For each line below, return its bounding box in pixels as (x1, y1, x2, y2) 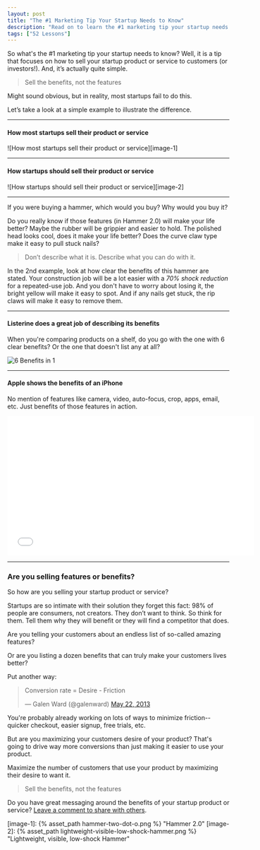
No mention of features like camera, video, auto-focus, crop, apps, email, (7, 395, 220, 403)
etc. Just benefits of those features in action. (7, 402, 137, 411)
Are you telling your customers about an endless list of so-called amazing (7, 630, 221, 639)
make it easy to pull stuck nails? (7, 239, 100, 247)
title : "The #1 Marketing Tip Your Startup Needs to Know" (7, 17, 185, 24)
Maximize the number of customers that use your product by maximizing (7, 764, 218, 772)
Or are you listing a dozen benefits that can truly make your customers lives (7, 651, 227, 660)
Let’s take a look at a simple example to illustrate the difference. (7, 105, 192, 114)
